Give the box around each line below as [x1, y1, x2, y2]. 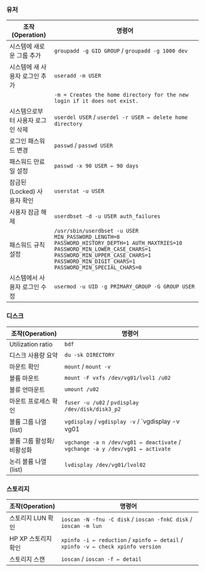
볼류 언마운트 [9, 385, 45, 394]
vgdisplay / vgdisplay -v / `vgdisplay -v [64, 417, 180, 425]
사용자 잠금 [9, 208, 40, 216]
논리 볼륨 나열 [9, 457, 47, 466]
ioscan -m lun [60, 522, 103, 529]
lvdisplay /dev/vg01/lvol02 [64, 461, 146, 468]
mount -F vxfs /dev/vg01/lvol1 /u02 [64, 374, 171, 381]
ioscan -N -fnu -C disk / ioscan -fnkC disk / [60, 515, 193, 523]
